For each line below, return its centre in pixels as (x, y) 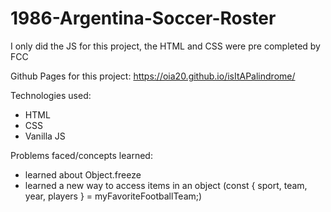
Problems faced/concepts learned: (81, 155)
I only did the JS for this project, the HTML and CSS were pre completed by (165, 46)
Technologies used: (51, 95)
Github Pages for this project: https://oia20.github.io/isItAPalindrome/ (153, 76)
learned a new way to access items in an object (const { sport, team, (166, 185)
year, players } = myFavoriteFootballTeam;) (113, 196)
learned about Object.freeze (83, 174)
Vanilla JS (45, 136)
